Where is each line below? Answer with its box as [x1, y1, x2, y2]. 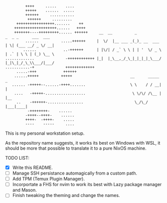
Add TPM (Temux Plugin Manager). [12, 176, 85, 182]
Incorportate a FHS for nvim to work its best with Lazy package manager [12, 182, 162, 188]
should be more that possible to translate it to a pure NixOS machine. [5, 145, 147, 151]
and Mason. [12, 187, 37, 193]
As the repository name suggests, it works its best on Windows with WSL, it [5, 140, 161, 146]
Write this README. [12, 165, 53, 171]
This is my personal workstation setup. [5, 130, 85, 136]
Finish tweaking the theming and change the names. [12, 193, 120, 199]
